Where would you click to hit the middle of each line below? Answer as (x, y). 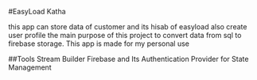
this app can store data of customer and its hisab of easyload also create (128, 27)
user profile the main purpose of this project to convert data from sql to (125, 35)
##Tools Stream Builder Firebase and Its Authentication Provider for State (128, 59)
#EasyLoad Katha (37, 11)
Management (30, 67)
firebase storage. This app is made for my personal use (99, 44)
